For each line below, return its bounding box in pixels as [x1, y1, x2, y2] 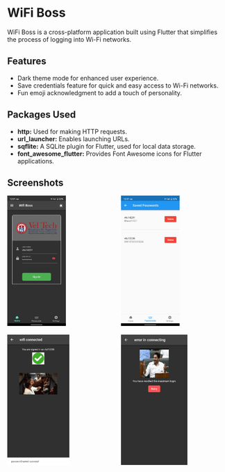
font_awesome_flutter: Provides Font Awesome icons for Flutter [17, 149, 202, 158]
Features [7, 56, 47, 67]
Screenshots [7, 177, 64, 188]
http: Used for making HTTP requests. [17, 127, 127, 136]
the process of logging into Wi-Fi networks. [7, 35, 132, 43]
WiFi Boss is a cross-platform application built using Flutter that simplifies [7, 28, 217, 36]
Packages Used [7, 109, 76, 121]
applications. [17, 156, 54, 165]
